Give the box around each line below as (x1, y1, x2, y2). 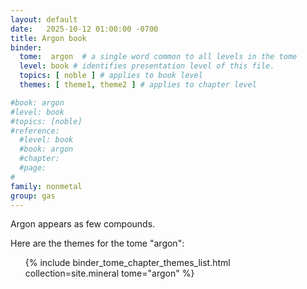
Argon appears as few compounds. (10, 218, 156, 230)
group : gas (10, 191, 56, 201)
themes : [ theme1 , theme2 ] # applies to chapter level (19, 80, 257, 90)
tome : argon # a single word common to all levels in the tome (19, 52, 298, 62)
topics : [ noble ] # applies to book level (19, 71, 203, 81)
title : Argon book (10, 33, 87, 43)
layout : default (10, 14, 78, 25)
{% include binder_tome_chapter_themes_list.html (24, 257, 231, 269)
